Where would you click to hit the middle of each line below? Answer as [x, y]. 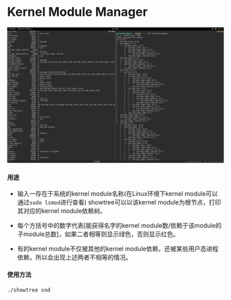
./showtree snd [29, 290]
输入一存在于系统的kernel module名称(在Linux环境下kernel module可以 [118, 194]
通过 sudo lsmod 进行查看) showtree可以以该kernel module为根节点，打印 [119, 202]
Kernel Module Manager [77, 12]
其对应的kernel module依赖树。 [62, 211]
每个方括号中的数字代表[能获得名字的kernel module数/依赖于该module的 [119, 226]
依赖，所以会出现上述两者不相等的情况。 [74, 257]
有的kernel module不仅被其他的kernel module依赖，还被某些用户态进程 [118, 249]
